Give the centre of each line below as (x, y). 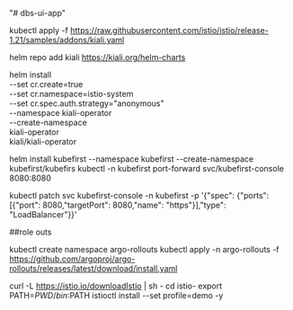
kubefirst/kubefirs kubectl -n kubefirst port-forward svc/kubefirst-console (147, 168)
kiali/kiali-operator (43, 142)
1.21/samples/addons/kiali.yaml (67, 40)
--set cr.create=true (46, 84)
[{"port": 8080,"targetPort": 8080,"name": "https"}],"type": (118, 205)
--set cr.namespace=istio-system (71, 94)
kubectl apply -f (39, 30)
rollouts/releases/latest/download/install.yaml (93, 268)
